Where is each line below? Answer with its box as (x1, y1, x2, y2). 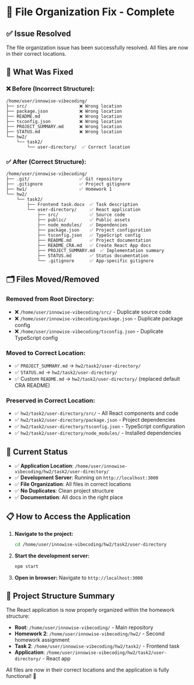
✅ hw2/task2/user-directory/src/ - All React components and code (14, 409, 179, 417)
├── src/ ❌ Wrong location (6, 103, 122, 109)
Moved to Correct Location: (6, 349, 86, 357)
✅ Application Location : (14, 462, 74, 470)
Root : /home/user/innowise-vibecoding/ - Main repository (14, 624, 154, 631)
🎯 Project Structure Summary (6, 591, 115, 601)
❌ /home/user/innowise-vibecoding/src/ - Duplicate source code (14, 308, 171, 315)
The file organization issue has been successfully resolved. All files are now (6, 44, 189, 51)
